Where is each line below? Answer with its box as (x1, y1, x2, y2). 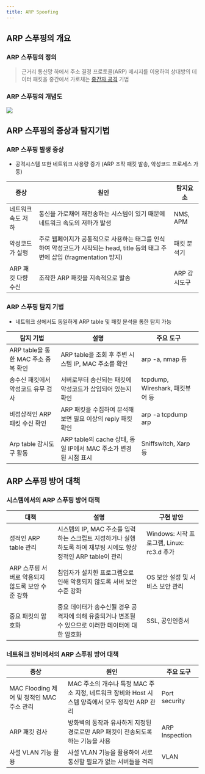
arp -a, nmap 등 (141, 355, 187, 363)
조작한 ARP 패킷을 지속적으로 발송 (38, 274, 131, 282)
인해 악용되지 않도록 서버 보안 (57, 578, 137, 586)
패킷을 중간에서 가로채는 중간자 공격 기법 (32, 76, 129, 83)
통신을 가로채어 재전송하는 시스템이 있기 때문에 (38, 210, 165, 218)
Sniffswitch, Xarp (141, 439, 190, 448)
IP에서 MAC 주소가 (68, 444, 119, 453)
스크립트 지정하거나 (70, 534, 123, 542)
